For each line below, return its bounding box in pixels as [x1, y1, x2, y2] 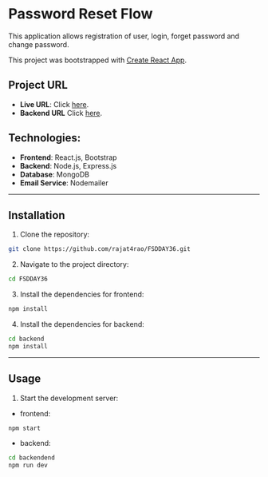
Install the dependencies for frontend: [19, 289, 144, 300]
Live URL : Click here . [19, 99, 89, 109]
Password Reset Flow [8, 5, 153, 23]
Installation [8, 209, 65, 222]
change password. [8, 39, 69, 49]
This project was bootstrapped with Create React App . [8, 55, 187, 65]
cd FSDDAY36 [8, 275, 48, 284]
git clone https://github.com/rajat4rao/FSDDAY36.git [8, 245, 191, 253]
